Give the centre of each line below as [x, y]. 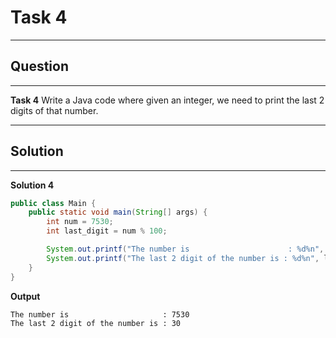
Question [39, 66]
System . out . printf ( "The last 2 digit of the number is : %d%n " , [183, 258]
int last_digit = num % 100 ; [107, 231]
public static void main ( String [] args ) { [118, 212]
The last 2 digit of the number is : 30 [96, 323]
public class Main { [53, 203]
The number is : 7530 [100, 314]
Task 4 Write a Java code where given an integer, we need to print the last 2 [167, 100]
